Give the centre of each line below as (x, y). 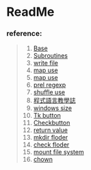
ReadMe (30, 12)
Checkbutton (52, 123)
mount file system (58, 152)
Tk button (47, 116)
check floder (51, 145)
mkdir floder (51, 138)
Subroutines (50, 56)
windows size (53, 108)
